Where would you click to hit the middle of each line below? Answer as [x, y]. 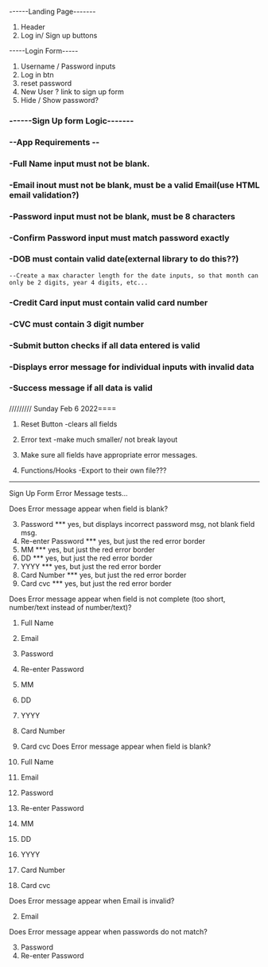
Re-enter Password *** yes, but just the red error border [113, 541]
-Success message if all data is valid [81, 388]
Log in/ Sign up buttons [59, 35]
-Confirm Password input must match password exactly [119, 238]
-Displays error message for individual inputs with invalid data [132, 367]
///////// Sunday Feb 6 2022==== [63, 409]
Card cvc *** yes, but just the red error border [96, 584]
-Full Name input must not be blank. [80, 163]
